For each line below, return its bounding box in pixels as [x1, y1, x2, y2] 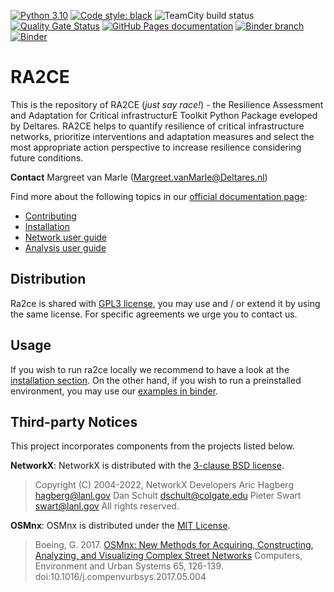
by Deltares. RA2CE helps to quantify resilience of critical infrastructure [10, 120, 305, 132]
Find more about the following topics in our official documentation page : [10, 190, 308, 202]
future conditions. [10, 151, 84, 164]
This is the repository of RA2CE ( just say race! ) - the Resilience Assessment [10, 98, 324, 110]
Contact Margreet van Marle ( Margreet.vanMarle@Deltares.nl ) [10, 171, 268, 183]
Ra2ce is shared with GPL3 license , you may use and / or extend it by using [10, 297, 321, 309]
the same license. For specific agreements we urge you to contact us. [10, 308, 298, 320]
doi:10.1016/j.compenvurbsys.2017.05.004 [34, 571, 207, 583]
